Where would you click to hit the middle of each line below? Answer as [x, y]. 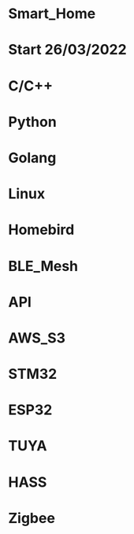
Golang [32, 158]
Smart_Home [52, 14]
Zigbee [32, 518]
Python [32, 122]
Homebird [41, 230]
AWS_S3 [37, 337]
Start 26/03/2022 [68, 50]
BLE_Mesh [43, 266]
